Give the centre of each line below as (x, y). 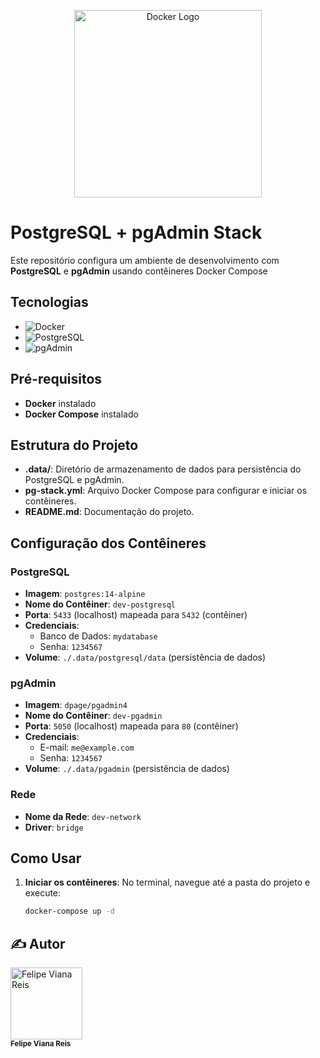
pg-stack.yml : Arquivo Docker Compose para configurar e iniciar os (166, 491)
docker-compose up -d (69, 911)
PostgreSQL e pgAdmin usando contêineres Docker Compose (139, 271)
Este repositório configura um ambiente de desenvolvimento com (145, 260)
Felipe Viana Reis (41, 1044)
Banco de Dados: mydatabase (98, 636)
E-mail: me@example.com (87, 747)
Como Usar (46, 858)
